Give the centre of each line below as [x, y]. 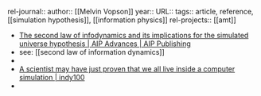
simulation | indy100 [52, 77]
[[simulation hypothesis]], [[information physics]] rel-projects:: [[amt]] [122, 20]
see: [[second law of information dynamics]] [92, 52]
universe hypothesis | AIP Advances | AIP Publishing [105, 44]
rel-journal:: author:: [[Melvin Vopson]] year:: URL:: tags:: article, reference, [130, 12]
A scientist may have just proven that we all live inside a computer [127, 69]
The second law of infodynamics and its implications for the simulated [134, 35]
